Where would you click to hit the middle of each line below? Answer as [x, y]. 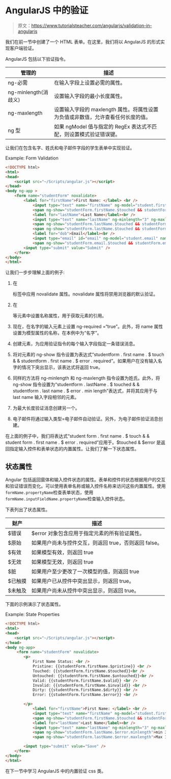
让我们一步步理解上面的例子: [35, 273]
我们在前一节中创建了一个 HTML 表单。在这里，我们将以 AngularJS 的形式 [83, 42]
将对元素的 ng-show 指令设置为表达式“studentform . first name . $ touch [88, 355]
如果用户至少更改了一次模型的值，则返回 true [85, 572]
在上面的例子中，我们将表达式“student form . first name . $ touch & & [78, 436]
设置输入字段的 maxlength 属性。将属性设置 [106, 109]
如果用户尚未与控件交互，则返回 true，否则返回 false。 [97, 543]
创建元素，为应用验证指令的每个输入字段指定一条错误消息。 [75, 344]
